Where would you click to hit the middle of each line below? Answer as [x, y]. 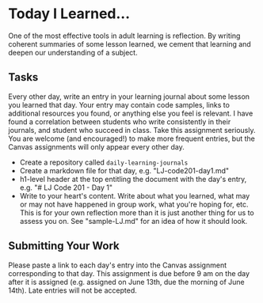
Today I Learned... [69, 14]
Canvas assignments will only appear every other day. [96, 146]
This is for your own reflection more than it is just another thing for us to [137, 212]
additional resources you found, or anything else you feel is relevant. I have [131, 113]
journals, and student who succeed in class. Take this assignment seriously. [132, 130]
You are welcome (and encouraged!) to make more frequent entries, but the [131, 138]
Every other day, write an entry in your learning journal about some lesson [129, 97]
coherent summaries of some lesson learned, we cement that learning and [130, 44]
